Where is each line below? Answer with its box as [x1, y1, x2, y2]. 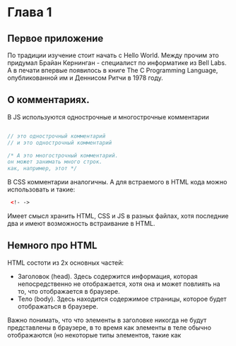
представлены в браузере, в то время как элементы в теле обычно [7, 323, 212, 332]
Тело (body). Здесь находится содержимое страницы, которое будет [17, 294, 228, 303]
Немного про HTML [7, 239, 98, 251]
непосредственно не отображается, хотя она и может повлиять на [17, 280, 220, 288]
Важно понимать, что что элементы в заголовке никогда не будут [7, 316, 207, 324]
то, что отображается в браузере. [17, 287, 120, 295]
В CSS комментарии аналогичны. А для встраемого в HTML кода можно [7, 178, 228, 186]
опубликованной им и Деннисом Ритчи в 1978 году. [7, 73, 164, 82]
